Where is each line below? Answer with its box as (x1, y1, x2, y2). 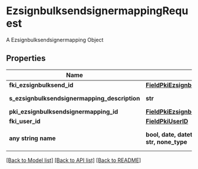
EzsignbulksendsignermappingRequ (6, 4, 189, 18)
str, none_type (146, 138, 187, 146)
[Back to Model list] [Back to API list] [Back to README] (6, 157, 141, 164)
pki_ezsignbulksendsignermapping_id (9, 108, 118, 116)
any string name (9, 134, 56, 142)
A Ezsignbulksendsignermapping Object (6, 36, 104, 43)
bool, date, (146, 130, 176, 138)
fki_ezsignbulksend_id (9, 81, 74, 89)
